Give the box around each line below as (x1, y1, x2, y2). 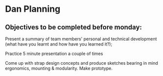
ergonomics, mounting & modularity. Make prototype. (5, 65, 113, 71)
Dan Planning (5, 3, 61, 15)
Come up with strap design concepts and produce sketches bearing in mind (5, 60, 158, 66)
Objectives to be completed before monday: (5, 23, 142, 31)
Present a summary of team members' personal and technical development (5, 36, 157, 42)
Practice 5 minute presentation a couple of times (5, 51, 103, 56)
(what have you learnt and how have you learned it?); (5, 41, 113, 47)
